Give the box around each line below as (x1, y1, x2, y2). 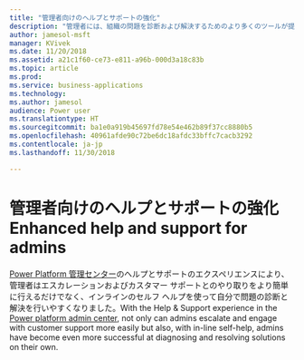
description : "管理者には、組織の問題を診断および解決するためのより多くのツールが (9, 22, 289, 31)
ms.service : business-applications (9, 81, 144, 90)
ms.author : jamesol (9, 97, 83, 107)
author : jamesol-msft (9, 30, 91, 39)
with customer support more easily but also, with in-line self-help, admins (9, 322, 284, 333)
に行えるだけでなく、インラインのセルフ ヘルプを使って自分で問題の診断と (9, 291, 289, 302)
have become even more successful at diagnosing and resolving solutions (9, 332, 286, 343)
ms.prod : (9, 73, 43, 82)
